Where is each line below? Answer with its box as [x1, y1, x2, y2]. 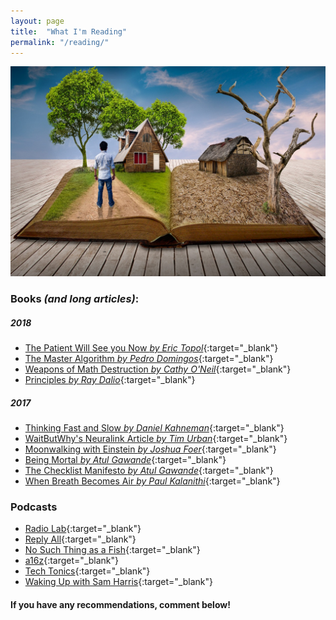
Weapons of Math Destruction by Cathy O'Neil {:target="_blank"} [24, 363, 292, 375]
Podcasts [10, 500, 58, 514]
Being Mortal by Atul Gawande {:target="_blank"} [24, 453, 227, 465]
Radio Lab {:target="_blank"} [24, 523, 142, 535]
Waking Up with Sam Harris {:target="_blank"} [24, 576, 213, 588]
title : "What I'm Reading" [10, 26, 128, 37]
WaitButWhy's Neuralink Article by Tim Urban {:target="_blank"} [24, 432, 288, 444]
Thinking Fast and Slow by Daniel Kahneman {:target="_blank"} [24, 421, 285, 434]
